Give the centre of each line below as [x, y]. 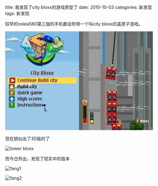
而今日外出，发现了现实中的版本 [37, 159]
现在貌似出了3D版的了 [28, 139]
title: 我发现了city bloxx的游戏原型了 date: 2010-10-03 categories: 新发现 [79, 7]
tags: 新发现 [17, 13]
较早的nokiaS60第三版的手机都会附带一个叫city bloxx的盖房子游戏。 [74, 24]
